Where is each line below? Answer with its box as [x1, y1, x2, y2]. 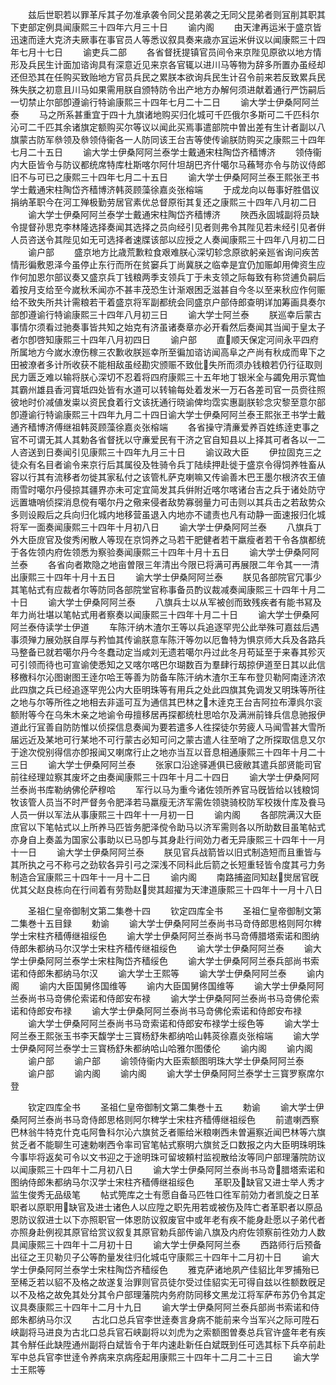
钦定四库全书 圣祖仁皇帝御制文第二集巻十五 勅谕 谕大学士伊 [27, 1101, 325, 1113]
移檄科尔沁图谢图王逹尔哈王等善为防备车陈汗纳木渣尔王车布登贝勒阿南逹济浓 [10, 671, 326, 683]
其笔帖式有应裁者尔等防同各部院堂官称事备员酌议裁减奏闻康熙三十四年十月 [10, 584, 317, 595]
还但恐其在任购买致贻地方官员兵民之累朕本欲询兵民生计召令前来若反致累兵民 [10, 71, 326, 83]
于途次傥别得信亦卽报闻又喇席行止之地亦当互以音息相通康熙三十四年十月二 [10, 746, 317, 758]
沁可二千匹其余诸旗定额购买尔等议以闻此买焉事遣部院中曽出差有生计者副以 [10, 121, 317, 133]
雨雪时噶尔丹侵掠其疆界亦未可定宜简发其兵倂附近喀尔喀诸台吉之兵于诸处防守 [10, 484, 326, 495]
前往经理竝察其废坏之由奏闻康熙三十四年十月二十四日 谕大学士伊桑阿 [10, 771, 311, 783]
